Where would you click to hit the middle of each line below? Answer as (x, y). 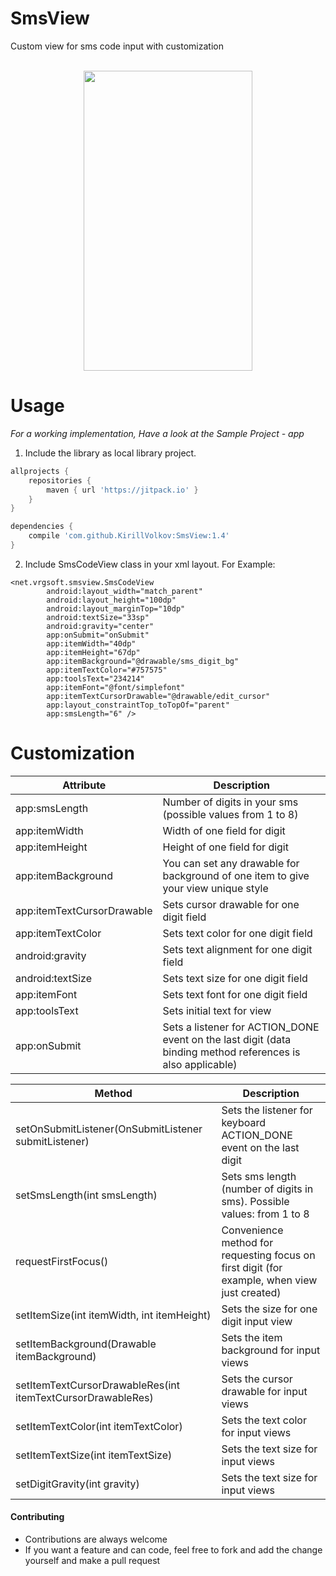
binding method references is (231, 1052)
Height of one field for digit (225, 847)
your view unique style (215, 888)
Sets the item (252, 1337)
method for (247, 1242)
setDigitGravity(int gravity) (77, 1484)
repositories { (60, 480)
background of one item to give (236, 875)
